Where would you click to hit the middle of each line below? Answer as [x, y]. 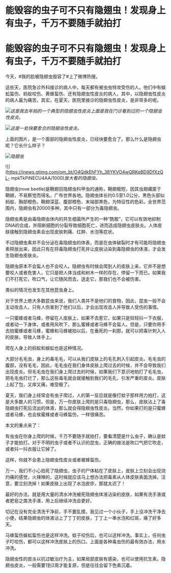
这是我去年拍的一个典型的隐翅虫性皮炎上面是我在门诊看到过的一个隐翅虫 [86, 111]
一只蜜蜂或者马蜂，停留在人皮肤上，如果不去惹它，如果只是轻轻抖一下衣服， [85, 318]
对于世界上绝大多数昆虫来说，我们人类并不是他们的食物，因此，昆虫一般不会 [85, 301]
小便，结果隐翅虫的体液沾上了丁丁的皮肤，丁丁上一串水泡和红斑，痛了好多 [83, 518]
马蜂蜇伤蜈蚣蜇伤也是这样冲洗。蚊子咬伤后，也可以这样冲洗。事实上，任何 [83, 535]
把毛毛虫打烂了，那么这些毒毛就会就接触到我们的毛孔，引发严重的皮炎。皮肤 [85, 378]
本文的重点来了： [23, 425]
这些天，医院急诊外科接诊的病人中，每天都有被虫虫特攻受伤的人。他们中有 [83, 87]
